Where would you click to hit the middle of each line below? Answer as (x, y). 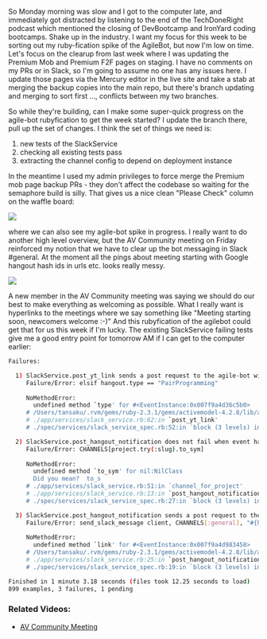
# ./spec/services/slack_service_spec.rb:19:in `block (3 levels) (138, 567)
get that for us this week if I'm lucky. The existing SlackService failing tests (131, 330)
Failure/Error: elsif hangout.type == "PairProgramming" (122, 383)
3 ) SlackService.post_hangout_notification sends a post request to (131, 515)
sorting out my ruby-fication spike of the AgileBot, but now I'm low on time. (131, 45)
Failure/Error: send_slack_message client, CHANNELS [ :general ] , (135, 523)
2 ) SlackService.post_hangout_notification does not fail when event (133, 442)
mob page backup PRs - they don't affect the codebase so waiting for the (129, 185)
